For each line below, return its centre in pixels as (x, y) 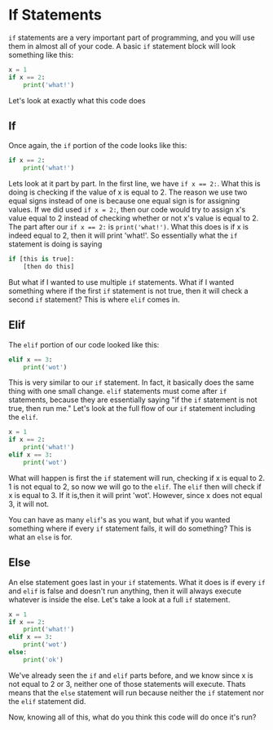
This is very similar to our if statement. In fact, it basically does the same (131, 382)
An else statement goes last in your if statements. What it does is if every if (137, 582)
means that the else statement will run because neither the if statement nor (136, 693)
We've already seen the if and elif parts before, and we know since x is (131, 675)
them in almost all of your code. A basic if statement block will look (122, 46)
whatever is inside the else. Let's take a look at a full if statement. (119, 599)
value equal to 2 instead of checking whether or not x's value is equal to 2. (134, 218)
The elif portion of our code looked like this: (84, 344)
